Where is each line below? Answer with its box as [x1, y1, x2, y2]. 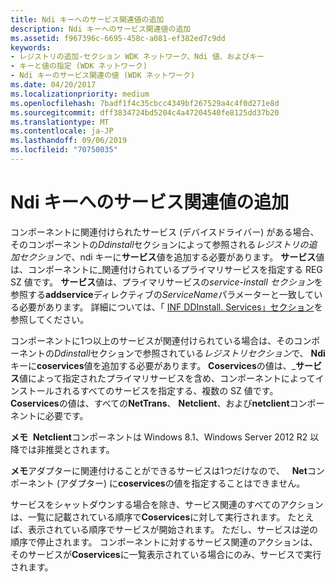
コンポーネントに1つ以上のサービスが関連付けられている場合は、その [10, 334, 295, 346]
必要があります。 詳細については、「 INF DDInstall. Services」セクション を [18, 301, 323, 313]
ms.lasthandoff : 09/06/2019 [10, 136, 128, 146]
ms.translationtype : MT [10, 117, 110, 127]
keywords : [10, 42, 52, 53]
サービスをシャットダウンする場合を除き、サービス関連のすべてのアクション [10, 498, 324, 510]
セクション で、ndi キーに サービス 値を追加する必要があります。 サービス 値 [18, 251, 325, 263]
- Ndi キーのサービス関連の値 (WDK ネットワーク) [10, 71, 196, 81]
